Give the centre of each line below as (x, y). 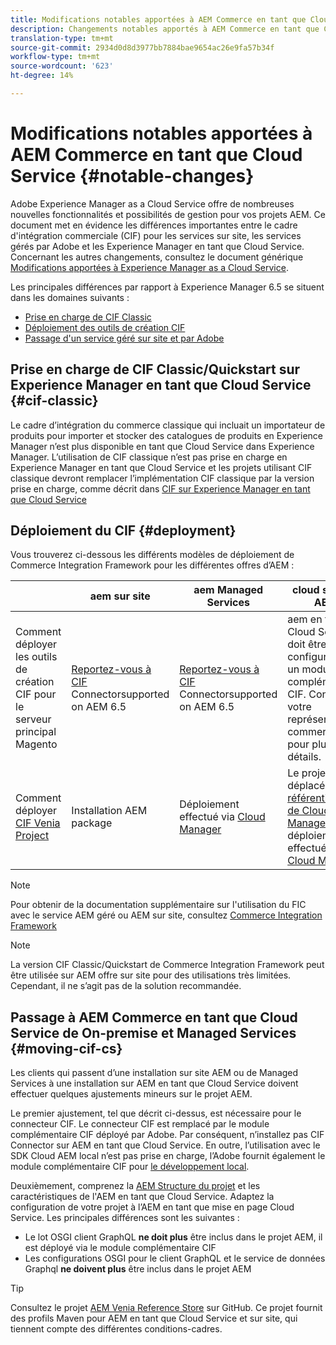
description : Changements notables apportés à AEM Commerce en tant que (165, 29)
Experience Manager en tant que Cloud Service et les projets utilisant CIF (161, 467)
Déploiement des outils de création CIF (105, 327)
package (92, 823)
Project (32, 836)
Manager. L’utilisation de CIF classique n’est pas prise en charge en (149, 457)
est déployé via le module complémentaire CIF (120, 1248)
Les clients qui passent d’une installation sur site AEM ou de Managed (154, 1073)
